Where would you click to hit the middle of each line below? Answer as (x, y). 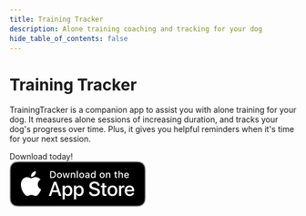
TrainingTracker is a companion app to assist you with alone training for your (153, 110)
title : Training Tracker (56, 19)
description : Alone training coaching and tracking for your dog (136, 29)
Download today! (41, 157)
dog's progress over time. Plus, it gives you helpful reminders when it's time (152, 129)
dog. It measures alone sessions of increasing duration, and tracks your (144, 119)
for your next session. (50, 139)
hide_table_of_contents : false (69, 38)
